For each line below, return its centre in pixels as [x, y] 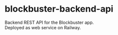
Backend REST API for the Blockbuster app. [49, 22]
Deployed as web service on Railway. [43, 27]
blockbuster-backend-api [59, 9]
